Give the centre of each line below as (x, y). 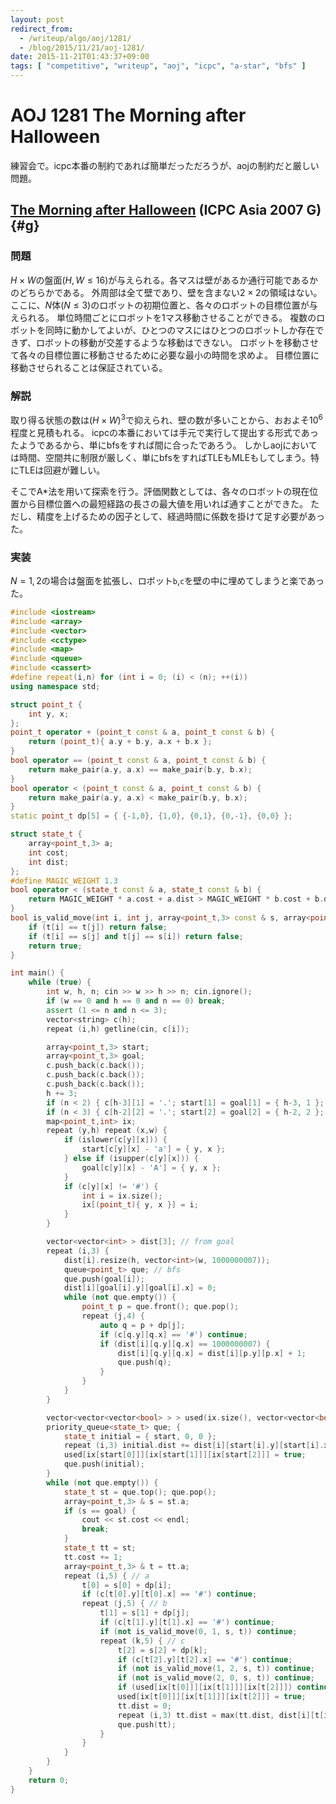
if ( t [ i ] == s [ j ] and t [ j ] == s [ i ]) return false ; (136, 936)
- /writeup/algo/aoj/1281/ (75, 38)
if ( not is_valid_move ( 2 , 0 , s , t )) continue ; (216, 1678)
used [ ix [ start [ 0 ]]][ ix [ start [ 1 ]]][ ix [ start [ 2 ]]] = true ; (185, 1455)
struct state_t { (46, 834)
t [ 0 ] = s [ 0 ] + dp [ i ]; (126, 1585)
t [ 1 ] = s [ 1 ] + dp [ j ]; (144, 1613)
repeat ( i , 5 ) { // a (106, 1576)
